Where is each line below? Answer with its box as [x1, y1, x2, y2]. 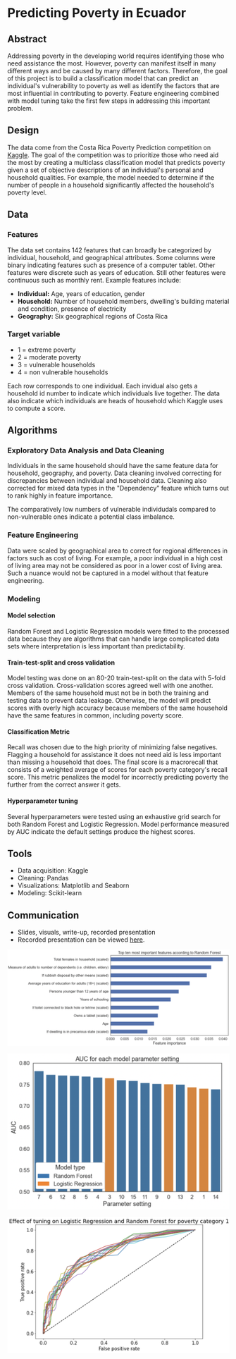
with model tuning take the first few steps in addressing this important [7, 97, 211, 105]
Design [7, 125, 39, 137]
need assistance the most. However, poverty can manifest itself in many [7, 59, 216, 68]
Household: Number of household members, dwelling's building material [17, 297, 230, 305]
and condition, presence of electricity [17, 305, 127, 313]
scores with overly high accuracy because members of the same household [7, 703, 228, 713]
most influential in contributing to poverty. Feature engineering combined [7, 90, 220, 97]
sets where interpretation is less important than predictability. [7, 641, 185, 650]
